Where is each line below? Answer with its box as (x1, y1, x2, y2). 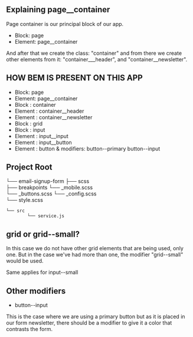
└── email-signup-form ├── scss (6, 178, 90, 185)
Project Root (6, 162, 53, 172)
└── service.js (27, 213, 65, 219)
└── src (6, 208, 25, 214)
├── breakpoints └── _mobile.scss (6, 184, 93, 191)
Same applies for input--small (6, 269, 78, 276)
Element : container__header (14, 107, 84, 114)
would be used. (6, 257, 44, 264)
